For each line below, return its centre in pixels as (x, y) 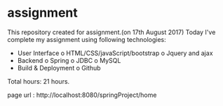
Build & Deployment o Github (59, 68)
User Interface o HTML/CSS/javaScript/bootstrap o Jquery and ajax (115, 53)
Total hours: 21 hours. (39, 81)
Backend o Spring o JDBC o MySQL (69, 60)
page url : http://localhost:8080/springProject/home (82, 95)
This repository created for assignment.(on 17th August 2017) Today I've (111, 32)
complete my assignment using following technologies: (87, 39)
